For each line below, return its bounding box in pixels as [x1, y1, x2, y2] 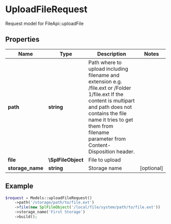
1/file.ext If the [88, 91, 124, 98]
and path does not [88, 103, 132, 110]
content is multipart [88, 97, 135, 104]
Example [5, 182, 34, 190]
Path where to [88, 59, 122, 66]
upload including [88, 65, 128, 72]
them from [88, 122, 113, 129]
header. [116, 148, 135, 155]
